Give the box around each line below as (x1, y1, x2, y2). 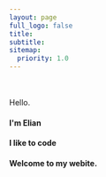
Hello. (9, 97, 31, 107)
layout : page (9, 12, 57, 22)
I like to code (9, 138, 57, 149)
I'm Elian (9, 117, 42, 128)
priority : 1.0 (17, 54, 69, 63)
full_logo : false (9, 21, 73, 30)
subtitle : (9, 37, 46, 47)
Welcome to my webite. (9, 158, 98, 168)
